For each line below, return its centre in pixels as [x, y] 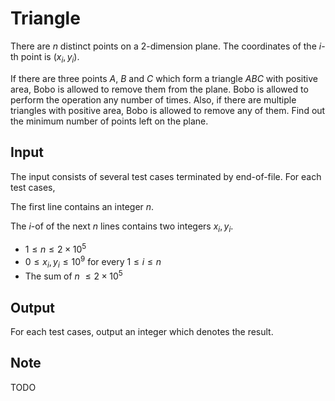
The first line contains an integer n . [82, 206]
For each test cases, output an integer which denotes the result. [142, 331]
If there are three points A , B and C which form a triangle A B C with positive [164, 78]
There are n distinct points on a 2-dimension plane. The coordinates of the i [166, 46]
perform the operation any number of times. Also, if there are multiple [153, 99]
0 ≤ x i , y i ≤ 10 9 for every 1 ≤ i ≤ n [93, 262]
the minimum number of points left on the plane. [109, 121]
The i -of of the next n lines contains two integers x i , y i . [122, 227]
